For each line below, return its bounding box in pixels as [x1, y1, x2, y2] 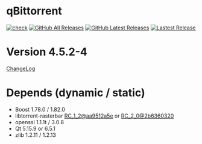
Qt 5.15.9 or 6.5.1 [14, 125, 56, 132]
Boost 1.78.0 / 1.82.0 [14, 106, 65, 113]
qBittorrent [6, 4, 62, 18]
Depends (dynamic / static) [6, 86, 146, 100]
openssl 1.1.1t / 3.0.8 [14, 118, 65, 125]
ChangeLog [6, 65, 36, 72]
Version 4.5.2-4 [6, 45, 87, 59]
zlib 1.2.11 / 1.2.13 [14, 131, 56, 139]
